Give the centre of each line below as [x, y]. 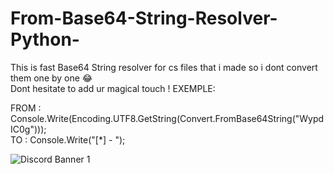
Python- [45, 39]
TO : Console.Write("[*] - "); [68, 139]
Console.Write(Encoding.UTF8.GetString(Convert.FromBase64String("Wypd [167, 118]
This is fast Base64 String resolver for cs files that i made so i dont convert [164, 67]
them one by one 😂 [51, 78]
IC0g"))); [28, 129]
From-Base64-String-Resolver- [144, 18]
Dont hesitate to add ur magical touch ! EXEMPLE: [113, 88]
